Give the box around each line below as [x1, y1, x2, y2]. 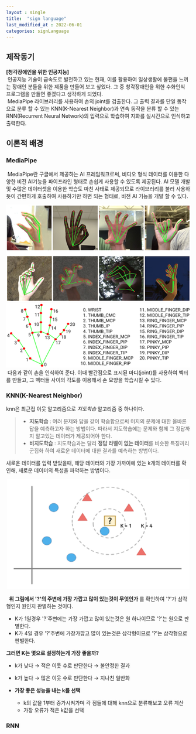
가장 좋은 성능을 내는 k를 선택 [14, 687, 81, 694]
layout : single [6, 9, 46, 15]
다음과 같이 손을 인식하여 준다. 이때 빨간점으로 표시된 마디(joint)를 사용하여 [7, 369, 178, 376]
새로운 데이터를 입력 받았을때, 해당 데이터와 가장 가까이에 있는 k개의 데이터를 [6, 459, 181, 466]
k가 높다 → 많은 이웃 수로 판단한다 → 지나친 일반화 [14, 674, 130, 681]
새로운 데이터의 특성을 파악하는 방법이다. [18, 466, 111, 474]
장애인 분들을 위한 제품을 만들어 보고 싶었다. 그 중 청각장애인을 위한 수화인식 [12, 83, 185, 90]
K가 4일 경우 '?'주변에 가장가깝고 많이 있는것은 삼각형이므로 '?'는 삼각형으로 [14, 630, 188, 637]
